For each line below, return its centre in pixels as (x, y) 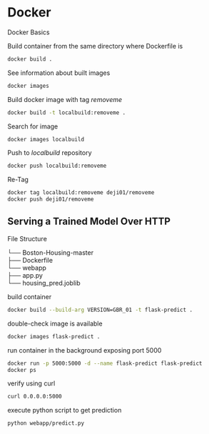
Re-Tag (18, 180)
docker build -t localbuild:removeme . (67, 112)
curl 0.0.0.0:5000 (35, 397)
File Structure (27, 238)
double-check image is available (55, 323)
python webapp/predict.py (46, 423)
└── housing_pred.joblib (44, 283)
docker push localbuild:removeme (57, 166)
